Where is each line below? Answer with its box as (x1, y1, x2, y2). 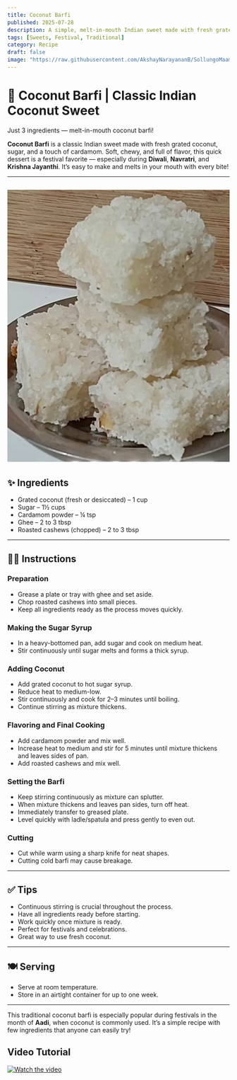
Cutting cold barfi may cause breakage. (17, 856, 133, 865)
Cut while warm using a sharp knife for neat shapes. (17, 849, 169, 858)
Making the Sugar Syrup (7, 623, 92, 633)
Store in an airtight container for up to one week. (17, 990, 159, 999)
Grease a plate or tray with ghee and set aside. (17, 590, 154, 598)
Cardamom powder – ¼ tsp (17, 510, 97, 519)
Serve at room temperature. (17, 982, 99, 991)
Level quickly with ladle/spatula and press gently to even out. (17, 815, 195, 824)
